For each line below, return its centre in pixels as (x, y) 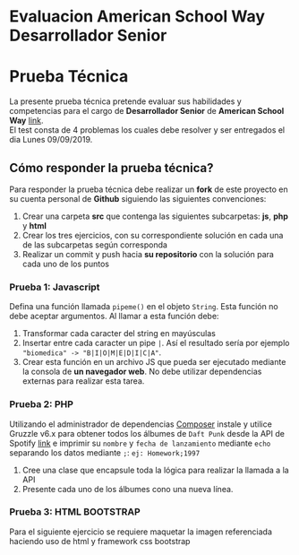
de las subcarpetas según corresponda (95, 245)
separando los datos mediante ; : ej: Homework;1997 (105, 452)
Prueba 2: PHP (42, 404)
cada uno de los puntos (66, 264)
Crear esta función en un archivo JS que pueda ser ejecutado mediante (154, 362)
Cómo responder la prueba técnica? (111, 168)
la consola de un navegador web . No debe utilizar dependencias (142, 372)
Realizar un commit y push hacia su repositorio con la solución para (148, 254)
